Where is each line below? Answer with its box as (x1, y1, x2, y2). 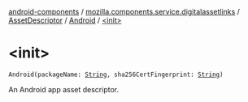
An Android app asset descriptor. (8, 84, 120, 94)
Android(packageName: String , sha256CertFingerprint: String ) (8, 70, 224, 79)
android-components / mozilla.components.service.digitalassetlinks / (8, 7, 240, 16)
